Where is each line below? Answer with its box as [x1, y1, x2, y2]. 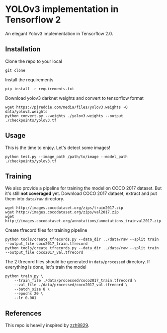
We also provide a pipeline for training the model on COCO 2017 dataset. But [5, 185, 162, 191]
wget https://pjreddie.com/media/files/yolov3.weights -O [5, 105, 128, 110]
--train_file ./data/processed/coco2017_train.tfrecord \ [14, 278, 137, 283]
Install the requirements [5, 76, 54, 83]
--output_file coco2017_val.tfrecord [5, 250, 83, 255]
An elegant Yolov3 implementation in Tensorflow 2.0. [5, 30, 113, 36]
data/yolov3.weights [5, 109, 48, 114]
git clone [5, 68, 26, 73]
